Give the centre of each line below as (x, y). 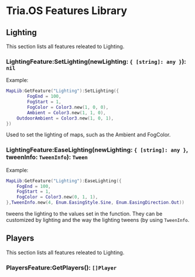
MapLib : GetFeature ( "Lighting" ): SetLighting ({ (62, 91)
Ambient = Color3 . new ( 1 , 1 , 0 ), (67, 112)
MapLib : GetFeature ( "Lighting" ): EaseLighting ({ (64, 181)
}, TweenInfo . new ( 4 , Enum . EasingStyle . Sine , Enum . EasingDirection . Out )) (95, 203)
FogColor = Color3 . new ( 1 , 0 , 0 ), (68, 107)
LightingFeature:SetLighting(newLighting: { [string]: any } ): (96, 61)
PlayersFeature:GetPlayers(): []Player (61, 268)
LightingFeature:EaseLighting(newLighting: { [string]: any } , (97, 150)
